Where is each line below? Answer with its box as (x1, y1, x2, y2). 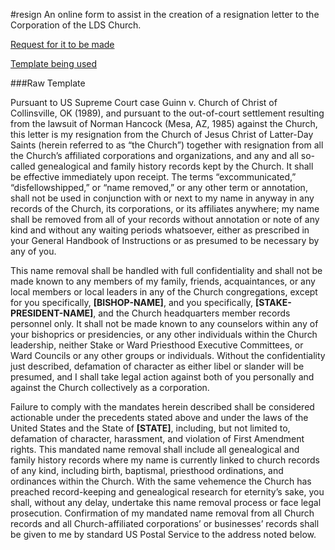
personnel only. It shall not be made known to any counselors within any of (10, 318, 319, 329)
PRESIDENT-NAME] (10, 307, 94, 319)
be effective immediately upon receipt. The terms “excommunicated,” (10, 171, 297, 183)
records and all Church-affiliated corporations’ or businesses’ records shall (10, 518, 320, 529)
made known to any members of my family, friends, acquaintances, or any (10, 275, 316, 287)
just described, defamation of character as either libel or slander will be (10, 360, 305, 372)
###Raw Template (10, 77, 86, 89)
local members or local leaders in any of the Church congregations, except (10, 286, 318, 298)
